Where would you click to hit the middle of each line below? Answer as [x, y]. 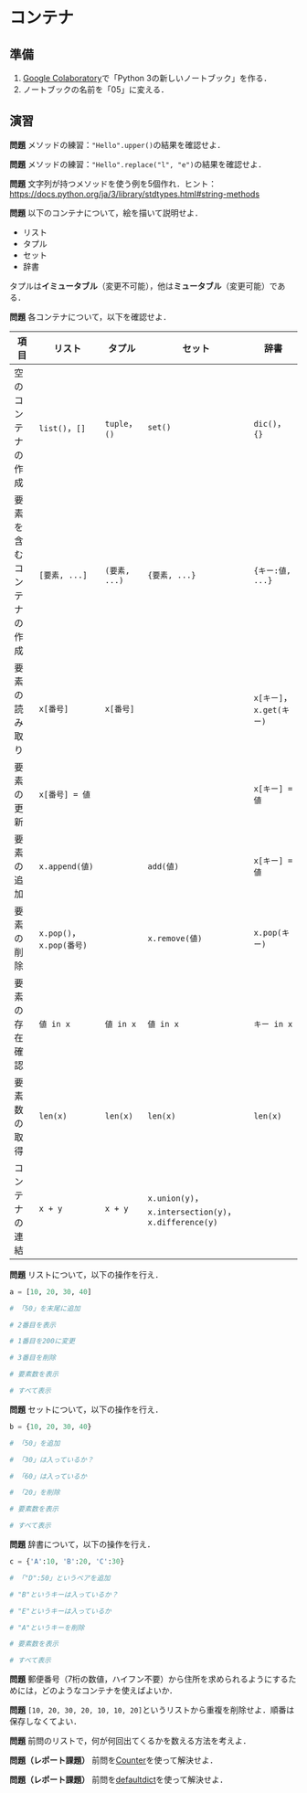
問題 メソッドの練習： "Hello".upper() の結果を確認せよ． [117, 144]
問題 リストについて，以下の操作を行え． [86, 1274]
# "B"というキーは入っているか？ [64, 1595]
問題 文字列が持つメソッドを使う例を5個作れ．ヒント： [113, 184]
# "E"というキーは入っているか [60, 1611]
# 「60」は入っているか [48, 1476]
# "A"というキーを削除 [47, 1628]
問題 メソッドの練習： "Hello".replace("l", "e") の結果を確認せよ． [138, 164]
